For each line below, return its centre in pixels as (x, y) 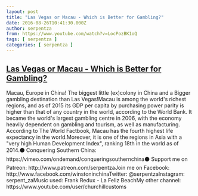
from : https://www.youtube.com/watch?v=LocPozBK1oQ (72, 34)
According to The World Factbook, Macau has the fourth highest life (90, 130)
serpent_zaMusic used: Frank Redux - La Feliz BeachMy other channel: (94, 180)
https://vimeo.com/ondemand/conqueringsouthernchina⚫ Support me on (97, 159)
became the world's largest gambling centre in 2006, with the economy (94, 118)
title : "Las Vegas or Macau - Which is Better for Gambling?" (85, 17)
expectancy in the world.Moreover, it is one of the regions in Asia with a (94, 137)
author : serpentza (29, 28)
